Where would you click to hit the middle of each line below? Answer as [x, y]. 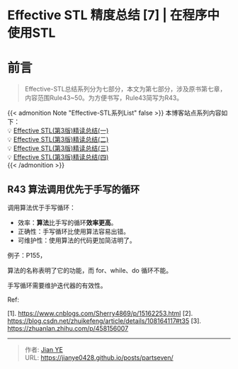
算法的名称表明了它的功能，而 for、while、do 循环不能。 [90, 270]
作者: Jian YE [44, 349]
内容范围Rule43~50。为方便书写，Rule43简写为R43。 [103, 98]
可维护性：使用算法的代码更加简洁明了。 [76, 240]
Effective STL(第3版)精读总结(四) [61, 157]
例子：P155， [27, 255]
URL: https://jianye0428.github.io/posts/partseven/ [99, 357]
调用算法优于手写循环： [41, 208]
